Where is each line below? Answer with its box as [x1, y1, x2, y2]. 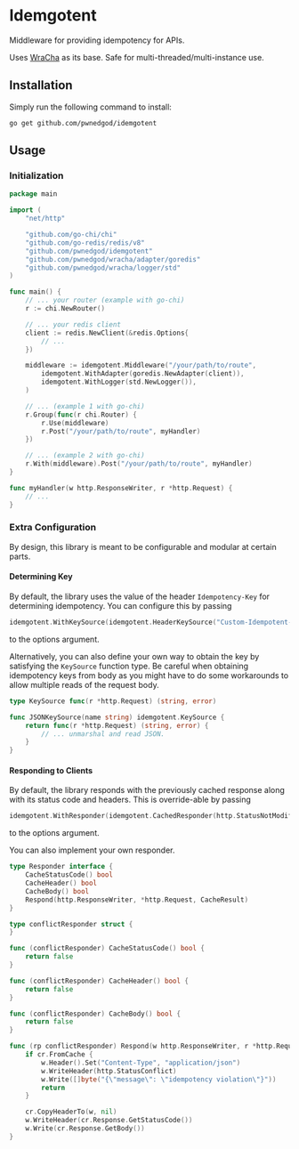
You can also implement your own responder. [9, 845, 175, 855]
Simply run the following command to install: [9, 101, 172, 112]
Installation [9, 77, 73, 93]
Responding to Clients [9, 765, 93, 775]
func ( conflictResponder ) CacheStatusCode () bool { [9, 944, 205, 953]
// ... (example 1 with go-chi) [25, 401, 145, 410]
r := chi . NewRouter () [25, 304, 105, 313]
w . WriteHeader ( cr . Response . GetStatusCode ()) [25, 1116, 193, 1125]
